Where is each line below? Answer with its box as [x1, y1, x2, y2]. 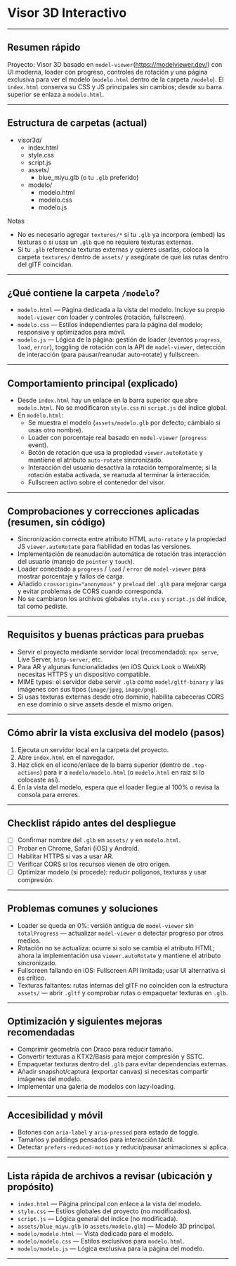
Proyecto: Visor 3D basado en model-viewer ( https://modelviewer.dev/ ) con [7, 60, 223, 68]
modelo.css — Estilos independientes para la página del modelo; [17, 321, 203, 329]
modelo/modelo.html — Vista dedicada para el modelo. [17, 1229, 174, 1238]
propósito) [7, 1181, 54, 1193]
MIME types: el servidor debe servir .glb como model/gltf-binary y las [17, 677, 224, 686]
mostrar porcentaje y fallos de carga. [17, 572, 125, 581]
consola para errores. [17, 790, 80, 799]
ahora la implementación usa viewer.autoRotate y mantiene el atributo [17, 951, 221, 960]
